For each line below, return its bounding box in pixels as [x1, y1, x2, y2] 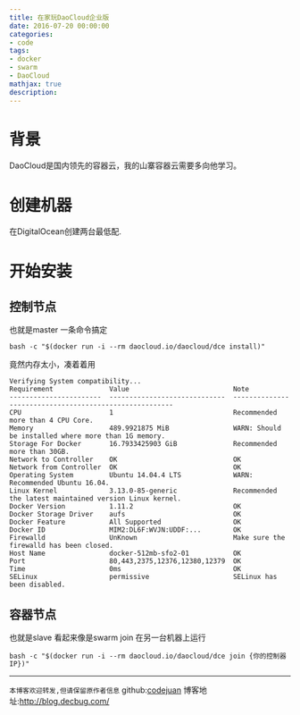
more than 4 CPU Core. [9, 416, 94, 425]
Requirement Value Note [9, 385, 250, 394]
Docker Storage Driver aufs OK [9, 510, 242, 519]
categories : [9, 29, 54, 38]
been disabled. [9, 580, 66, 590]
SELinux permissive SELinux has [9, 573, 278, 582]
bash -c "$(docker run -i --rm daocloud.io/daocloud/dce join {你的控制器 [9, 652, 287, 661]
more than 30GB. [9, 448, 70, 457]
